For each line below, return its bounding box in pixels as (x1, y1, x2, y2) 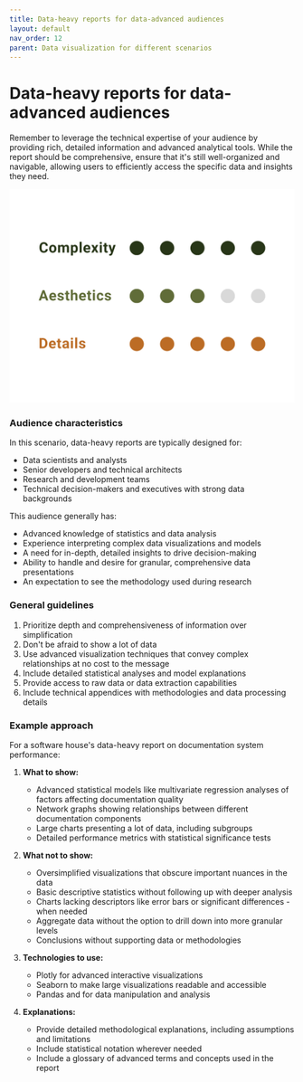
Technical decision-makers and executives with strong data (22, 484, 245, 495)
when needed (35, 906, 88, 917)
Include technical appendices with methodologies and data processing (22, 687, 287, 698)
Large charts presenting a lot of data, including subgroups (35, 823, 253, 834)
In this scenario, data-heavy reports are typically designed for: (9, 437, 242, 448)
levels (35, 925, 59, 936)
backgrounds (22, 493, 72, 504)
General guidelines (9, 599, 95, 612)
